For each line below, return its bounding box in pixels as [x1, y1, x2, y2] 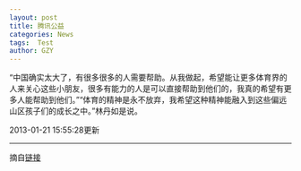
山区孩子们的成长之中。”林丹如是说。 [9, 106, 143, 116]
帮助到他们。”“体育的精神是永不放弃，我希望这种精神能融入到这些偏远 [32, 95, 288, 106]
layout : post [9, 13, 58, 22]
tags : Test [9, 38, 54, 47]
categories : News [9, 30, 74, 38]
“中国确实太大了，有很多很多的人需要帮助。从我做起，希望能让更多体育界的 [9, 73, 288, 83]
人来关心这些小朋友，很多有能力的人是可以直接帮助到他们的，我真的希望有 [9, 83, 284, 94]
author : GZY [9, 47, 54, 56]
